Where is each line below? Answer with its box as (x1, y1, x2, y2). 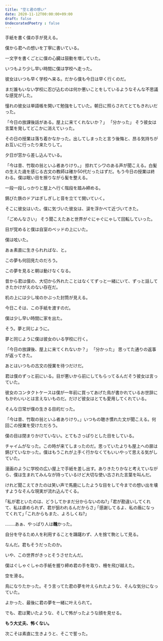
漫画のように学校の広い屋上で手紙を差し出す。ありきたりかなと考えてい (5, 466, 149, 471)
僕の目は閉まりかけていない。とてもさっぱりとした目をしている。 (5, 433, 137, 439)
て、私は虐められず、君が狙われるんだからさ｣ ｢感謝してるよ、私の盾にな (5, 505, 151, 510)
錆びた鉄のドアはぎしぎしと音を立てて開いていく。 (5, 195, 108, 201)
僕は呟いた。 (5, 237, 31, 243)
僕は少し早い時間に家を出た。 (5, 315, 65, 321)
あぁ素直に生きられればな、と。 (5, 247, 69, 253)
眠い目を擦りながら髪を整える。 (26, 175, 91, 181)
